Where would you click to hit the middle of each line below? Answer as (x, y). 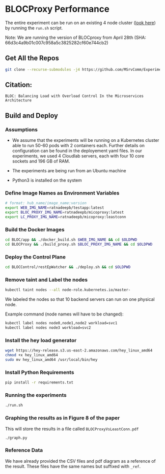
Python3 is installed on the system (47, 180)
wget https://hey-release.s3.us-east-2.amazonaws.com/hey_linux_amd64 (79, 350)
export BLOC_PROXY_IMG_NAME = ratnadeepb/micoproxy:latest (65, 213)
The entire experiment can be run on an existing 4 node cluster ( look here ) (81, 23)
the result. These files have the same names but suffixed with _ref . (73, 466)
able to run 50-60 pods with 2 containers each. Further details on (78, 146)
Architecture (18, 100)
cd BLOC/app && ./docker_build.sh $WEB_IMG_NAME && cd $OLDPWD (71, 240)
